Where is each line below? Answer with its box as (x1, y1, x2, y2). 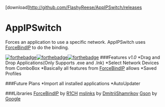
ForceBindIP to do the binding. (5, 44, 69, 50)
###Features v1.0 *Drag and (100, 54, 160, 60)
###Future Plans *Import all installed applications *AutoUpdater (5, 80, 140, 86)
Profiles (5, 70, 21, 76)
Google (5, 95, 21, 101)
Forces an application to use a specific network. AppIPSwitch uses (5, 39, 146, 45)
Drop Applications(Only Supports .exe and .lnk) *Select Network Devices (5, 60, 159, 66)
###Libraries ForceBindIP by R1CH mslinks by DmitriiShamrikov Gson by (5, 90, 157, 96)
